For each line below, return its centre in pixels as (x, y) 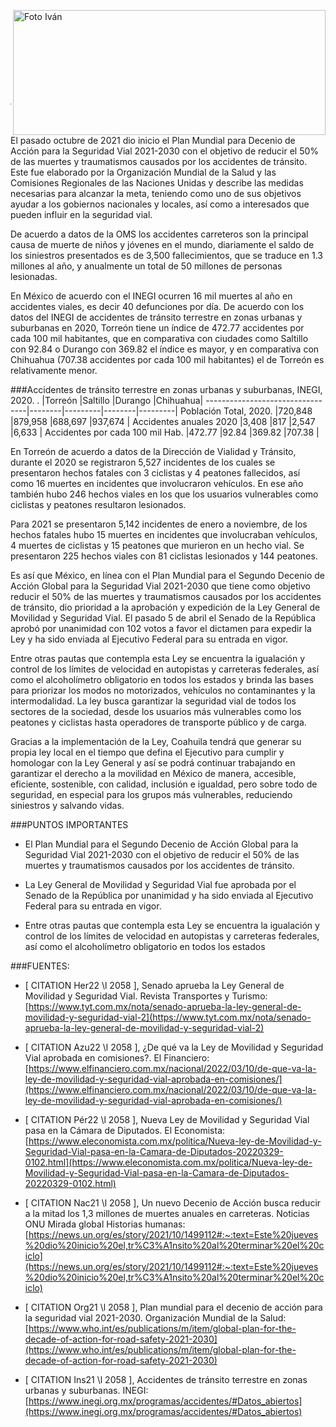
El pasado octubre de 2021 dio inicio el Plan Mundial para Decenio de (153, 140)
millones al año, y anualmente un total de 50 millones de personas (146, 266)
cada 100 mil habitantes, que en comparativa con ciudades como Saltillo (159, 338)
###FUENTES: (40, 966)
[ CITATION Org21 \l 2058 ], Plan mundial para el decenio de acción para (173, 1307)
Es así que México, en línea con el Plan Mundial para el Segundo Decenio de (167, 575)
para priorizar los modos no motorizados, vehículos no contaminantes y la (163, 690)
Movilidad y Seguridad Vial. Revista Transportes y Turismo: (146, 996)
